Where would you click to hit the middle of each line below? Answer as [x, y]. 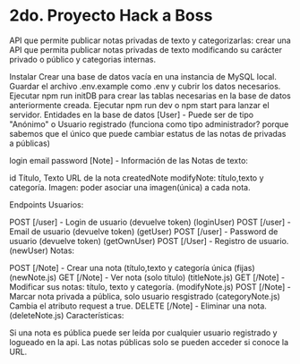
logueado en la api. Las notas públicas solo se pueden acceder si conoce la [149, 342]
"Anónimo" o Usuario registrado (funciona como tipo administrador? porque [149, 124]
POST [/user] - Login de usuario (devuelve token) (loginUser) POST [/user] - [150, 222]
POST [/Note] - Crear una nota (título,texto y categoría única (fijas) [132, 267]
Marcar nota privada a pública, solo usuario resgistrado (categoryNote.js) [145, 296]
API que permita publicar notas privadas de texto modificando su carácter [146, 49]
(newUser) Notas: [42, 250]
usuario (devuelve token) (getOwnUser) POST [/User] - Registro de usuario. [149, 241]
